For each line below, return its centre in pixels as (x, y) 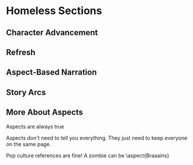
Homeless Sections (54, 11)
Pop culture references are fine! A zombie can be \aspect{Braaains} (88, 155)
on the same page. (29, 144)
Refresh (21, 52)
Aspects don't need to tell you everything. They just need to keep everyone (97, 138)
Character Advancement (52, 33)
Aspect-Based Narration (51, 73)
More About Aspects (45, 112)
